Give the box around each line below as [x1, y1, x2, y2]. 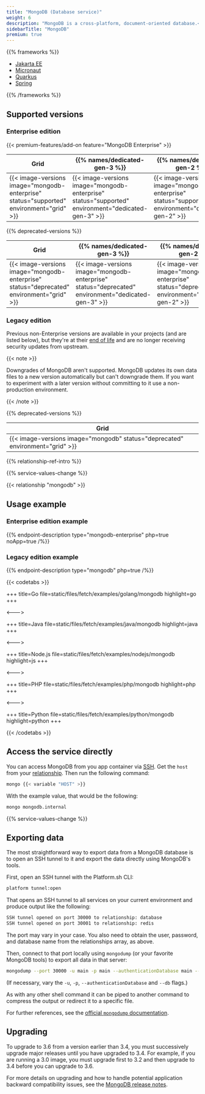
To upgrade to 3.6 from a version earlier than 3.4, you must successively [6, 1043, 189, 1050]
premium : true [6, 32, 43, 38]
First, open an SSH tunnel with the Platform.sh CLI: [6, 873, 134, 881]
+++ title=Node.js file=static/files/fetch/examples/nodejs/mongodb [6, 651, 175, 658]
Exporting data [6, 833, 64, 843]
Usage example [6, 499, 67, 509]
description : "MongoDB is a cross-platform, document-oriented [6, 20, 171, 26]
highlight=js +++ [6, 657, 48, 665]
